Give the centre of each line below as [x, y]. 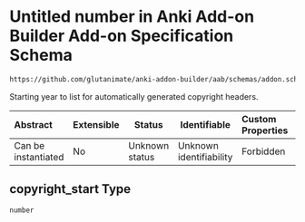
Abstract [33, 124]
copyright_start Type [70, 189]
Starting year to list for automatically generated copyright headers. [134, 96]
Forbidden [264, 151]
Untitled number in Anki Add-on [132, 17]
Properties [265, 130]
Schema [41, 55]
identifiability [205, 157]
